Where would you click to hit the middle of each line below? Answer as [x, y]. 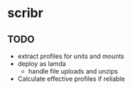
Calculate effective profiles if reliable [71, 79]
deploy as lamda [42, 64]
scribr [26, 13]
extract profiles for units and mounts [71, 56]
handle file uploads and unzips [73, 71]
